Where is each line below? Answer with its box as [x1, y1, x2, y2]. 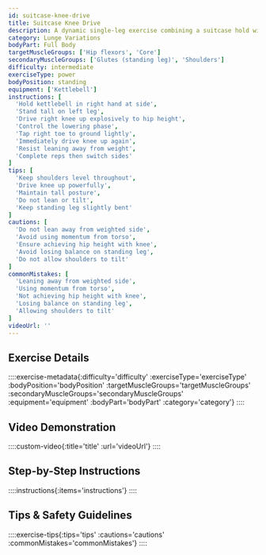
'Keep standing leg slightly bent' [15, 203, 133, 211]
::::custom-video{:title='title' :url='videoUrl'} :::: [8, 441, 161, 451]
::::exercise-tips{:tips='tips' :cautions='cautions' [8, 530, 165, 539]
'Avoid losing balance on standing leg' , [15, 248, 154, 256]
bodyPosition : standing [8, 78, 87, 86]
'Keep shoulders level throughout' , [15, 174, 136, 183]
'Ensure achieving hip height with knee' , [15, 241, 158, 249]
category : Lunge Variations [8, 33, 101, 42]
